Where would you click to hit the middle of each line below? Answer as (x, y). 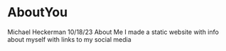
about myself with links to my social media (69, 39)
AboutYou (38, 12)
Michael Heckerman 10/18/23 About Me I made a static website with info (113, 32)
